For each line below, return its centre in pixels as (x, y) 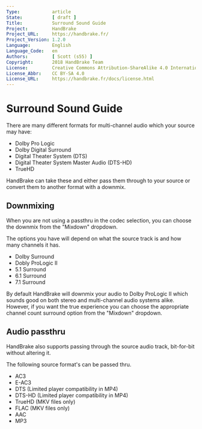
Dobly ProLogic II (36, 263)
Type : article (38, 12)
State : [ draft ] (41, 17)
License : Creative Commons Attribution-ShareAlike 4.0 (87, 68)
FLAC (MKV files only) (42, 408)
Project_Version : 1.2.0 (36, 40)
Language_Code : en (32, 51)
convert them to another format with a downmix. (66, 187)
